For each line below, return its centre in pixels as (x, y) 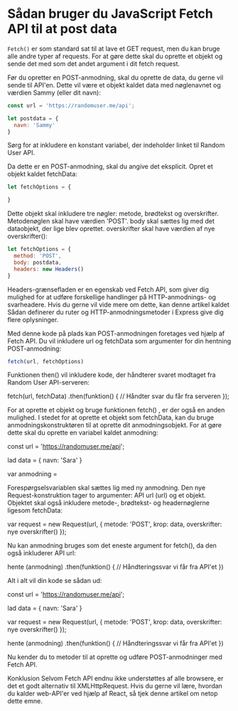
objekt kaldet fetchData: (43, 174)
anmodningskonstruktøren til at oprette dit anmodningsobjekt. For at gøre (115, 425)
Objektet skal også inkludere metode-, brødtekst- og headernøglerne (108, 503)
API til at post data (62, 29)
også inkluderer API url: (42, 553)
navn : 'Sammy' (34, 125)
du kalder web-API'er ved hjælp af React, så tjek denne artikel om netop (113, 694)
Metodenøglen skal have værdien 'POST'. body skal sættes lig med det (111, 221)
